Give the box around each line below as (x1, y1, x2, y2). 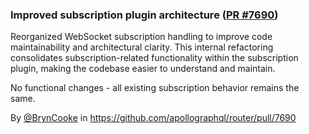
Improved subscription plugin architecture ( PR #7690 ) (10, 8, 279, 22)
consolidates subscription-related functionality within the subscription (10, 52, 299, 64)
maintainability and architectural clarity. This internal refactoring (10, 41, 274, 53)
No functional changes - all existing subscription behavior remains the (10, 82, 300, 94)
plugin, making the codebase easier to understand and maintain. (10, 63, 276, 75)
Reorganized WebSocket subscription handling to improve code (10, 31, 273, 43)
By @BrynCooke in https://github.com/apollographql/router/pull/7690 (10, 112, 297, 124)
